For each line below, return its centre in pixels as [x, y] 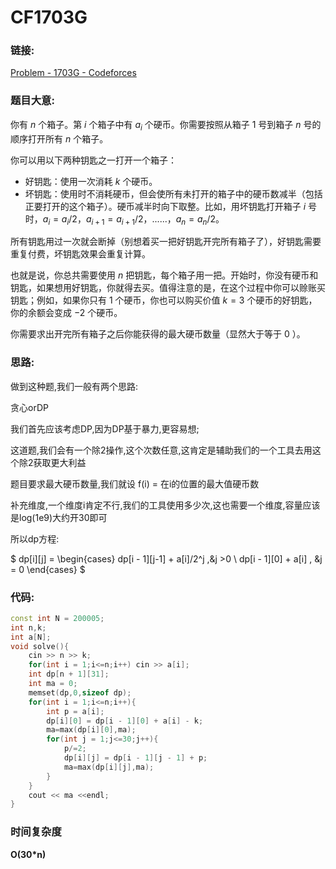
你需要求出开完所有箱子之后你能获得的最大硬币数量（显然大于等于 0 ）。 [158, 334]
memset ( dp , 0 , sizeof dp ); [80, 692]
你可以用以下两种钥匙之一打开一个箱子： [93, 160]
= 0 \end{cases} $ [48, 569]
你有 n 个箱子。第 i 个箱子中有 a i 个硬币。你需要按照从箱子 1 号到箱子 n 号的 [166, 125]
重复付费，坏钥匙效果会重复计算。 [80, 254]
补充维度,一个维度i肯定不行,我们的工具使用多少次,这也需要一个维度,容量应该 [165, 505]
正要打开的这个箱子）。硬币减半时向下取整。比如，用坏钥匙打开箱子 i [165, 206]
